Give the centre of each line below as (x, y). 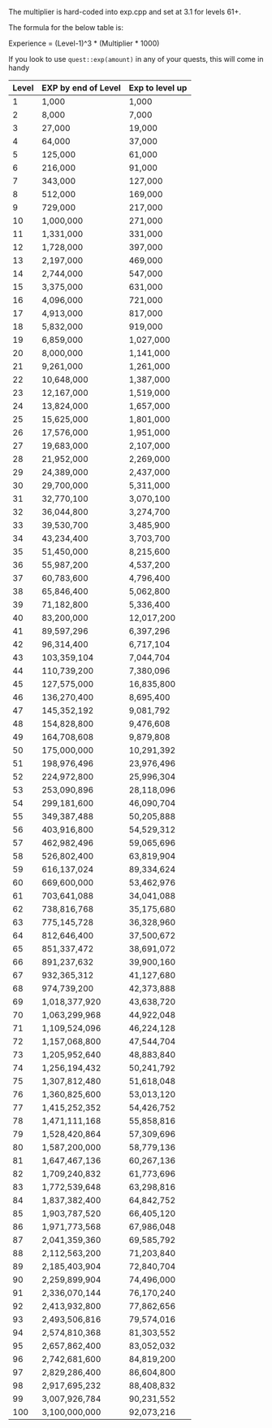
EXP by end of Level (82, 88)
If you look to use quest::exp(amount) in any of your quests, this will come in (136, 59)
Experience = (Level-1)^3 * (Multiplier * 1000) (84, 43)
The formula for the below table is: (66, 27)
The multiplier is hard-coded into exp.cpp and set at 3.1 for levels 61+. (125, 12)
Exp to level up (158, 88)
